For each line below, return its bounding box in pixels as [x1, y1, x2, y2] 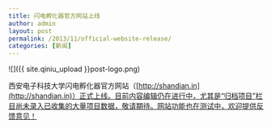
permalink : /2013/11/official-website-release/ [8, 34, 172, 43]
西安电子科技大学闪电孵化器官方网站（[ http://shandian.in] [8, 81, 200, 91]
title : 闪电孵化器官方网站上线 [8, 11, 100, 20]
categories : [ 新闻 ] [8, 42, 72, 50]
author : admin [8, 19, 57, 28]
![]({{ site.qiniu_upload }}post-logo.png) [8, 64, 140, 74]
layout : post [8, 27, 53, 35]
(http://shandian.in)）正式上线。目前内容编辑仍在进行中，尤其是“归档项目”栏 [8, 91, 263, 101]
